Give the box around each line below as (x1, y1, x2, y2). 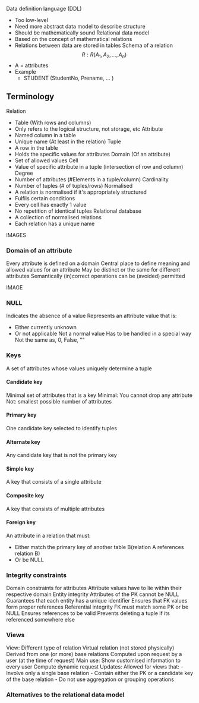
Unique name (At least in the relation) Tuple (14, 138, 121, 145)
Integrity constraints (6, 570, 67, 579)
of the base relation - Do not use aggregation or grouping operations (6, 676, 174, 683)
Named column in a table (14, 131, 76, 138)
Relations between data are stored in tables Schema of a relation (14, 42, 173, 49)
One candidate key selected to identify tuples (6, 424, 118, 431)
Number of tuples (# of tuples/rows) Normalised (14, 182, 133, 189)
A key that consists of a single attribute (6, 478, 102, 486)
